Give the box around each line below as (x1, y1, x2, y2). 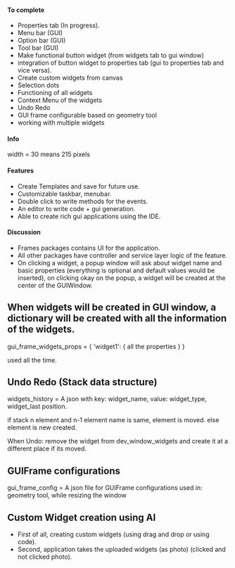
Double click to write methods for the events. (17, 197, 148, 206)
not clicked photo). (17, 553, 72, 561)
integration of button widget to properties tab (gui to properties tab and (17, 58, 224, 67)
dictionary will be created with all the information (7, 313, 227, 324)
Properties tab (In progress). (17, 21, 100, 30)
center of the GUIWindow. (17, 281, 93, 289)
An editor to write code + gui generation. (17, 204, 136, 213)
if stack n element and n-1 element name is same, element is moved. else (7, 416, 220, 424)
